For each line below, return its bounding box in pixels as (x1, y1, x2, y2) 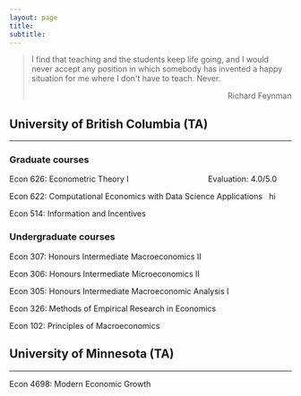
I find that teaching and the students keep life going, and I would (30, 55, 270, 65)
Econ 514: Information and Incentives (9, 208, 146, 219)
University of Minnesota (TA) (9, 346, 175, 362)
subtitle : (9, 29, 47, 38)
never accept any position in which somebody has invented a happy (30, 63, 283, 74)
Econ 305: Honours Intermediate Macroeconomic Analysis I (9, 285, 229, 296)
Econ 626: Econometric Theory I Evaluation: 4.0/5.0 (9, 173, 278, 184)
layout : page (9, 13, 58, 22)
